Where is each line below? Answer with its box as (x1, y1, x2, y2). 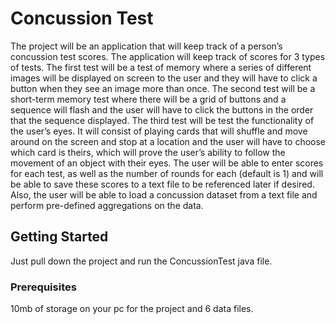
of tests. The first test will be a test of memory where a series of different (10, 61, 312, 73)
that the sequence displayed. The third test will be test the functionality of (10, 114, 315, 126)
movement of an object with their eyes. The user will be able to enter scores (10, 157, 324, 169)
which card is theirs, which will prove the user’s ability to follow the (10, 146, 286, 158)
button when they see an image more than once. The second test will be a (10, 82, 316, 94)
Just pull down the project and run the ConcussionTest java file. (10, 255, 273, 267)
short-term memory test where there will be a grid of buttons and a (10, 93, 287, 105)
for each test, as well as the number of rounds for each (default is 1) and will (10, 167, 324, 179)
